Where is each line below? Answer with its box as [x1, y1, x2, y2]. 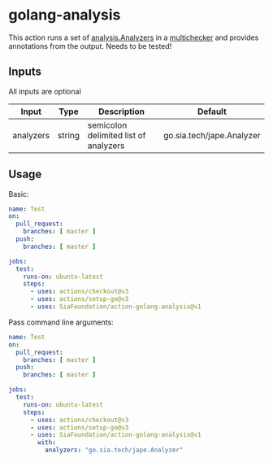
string [57, 129, 80, 141]
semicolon [87, 120, 128, 131]
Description [98, 106, 145, 117]
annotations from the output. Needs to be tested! [8, 41, 172, 50]
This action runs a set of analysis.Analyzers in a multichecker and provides [8, 33, 259, 42]
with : [37, 438, 57, 447]
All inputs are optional [8, 86, 81, 96]
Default [197, 106, 227, 117]
